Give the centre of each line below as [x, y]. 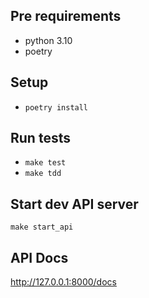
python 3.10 [48, 40]
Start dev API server [74, 204]
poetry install [56, 107]
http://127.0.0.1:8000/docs [63, 282]
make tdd [43, 174]
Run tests [40, 138]
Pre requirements [66, 16]
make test [45, 163]
